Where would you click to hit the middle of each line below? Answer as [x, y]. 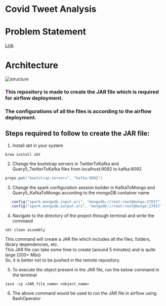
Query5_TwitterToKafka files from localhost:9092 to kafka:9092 [77, 169]
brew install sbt [23, 154]
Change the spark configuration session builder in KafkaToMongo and [83, 187]
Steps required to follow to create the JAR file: [77, 134]
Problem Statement [46, 32]
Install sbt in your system [38, 145]
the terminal [24, 275]
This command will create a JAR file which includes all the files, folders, [78, 239]
